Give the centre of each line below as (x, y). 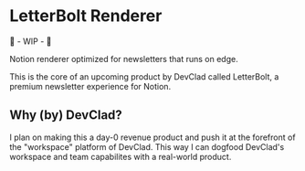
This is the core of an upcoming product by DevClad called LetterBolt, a (144, 76)
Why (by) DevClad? (66, 115)
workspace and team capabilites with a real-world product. (121, 156)
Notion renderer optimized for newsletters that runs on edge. (124, 59)
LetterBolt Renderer (86, 16)
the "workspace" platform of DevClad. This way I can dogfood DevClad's (147, 146)
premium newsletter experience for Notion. (90, 86)
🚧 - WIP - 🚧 (31, 41)
